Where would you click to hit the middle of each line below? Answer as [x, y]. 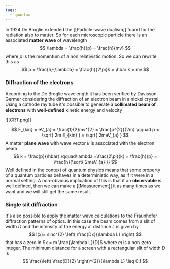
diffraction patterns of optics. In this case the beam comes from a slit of [80, 221]
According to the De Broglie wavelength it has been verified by [71, 93]
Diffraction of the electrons [39, 83]
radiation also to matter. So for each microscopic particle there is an [76, 35]
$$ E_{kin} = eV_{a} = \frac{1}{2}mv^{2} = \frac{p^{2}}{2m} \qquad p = [85, 129]
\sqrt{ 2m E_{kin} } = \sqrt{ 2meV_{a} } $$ [85, 135]
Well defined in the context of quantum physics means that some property [83, 170]
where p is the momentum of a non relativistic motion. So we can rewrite [81, 56]
